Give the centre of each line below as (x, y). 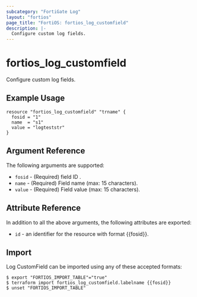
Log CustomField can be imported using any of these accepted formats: (94, 267)
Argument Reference (46, 151)
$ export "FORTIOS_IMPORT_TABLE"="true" (57, 278)
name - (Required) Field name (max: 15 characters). (76, 183)
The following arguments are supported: (55, 165)
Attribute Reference (44, 208)
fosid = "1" (26, 117)
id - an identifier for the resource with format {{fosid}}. (82, 234)
